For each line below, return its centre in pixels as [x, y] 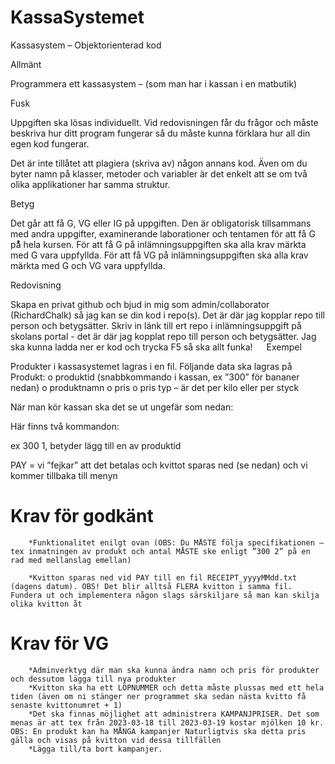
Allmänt [26, 64]
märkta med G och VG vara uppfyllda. [88, 265]
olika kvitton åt [46, 604]
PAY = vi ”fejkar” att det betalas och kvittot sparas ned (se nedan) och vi [159, 465]
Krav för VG [59, 643]
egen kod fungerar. [50, 143]
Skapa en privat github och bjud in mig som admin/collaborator [140, 304]
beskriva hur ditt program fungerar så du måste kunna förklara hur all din [160, 133]
